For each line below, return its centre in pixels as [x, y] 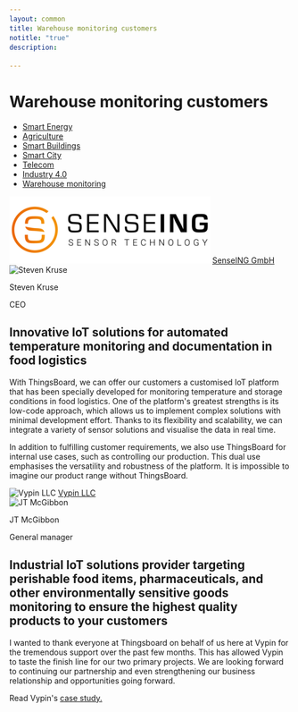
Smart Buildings [51, 146]
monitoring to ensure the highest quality [124, 607]
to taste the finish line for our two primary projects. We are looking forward [146, 661]
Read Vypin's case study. [56, 698]
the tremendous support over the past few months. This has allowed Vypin [146, 652]
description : [33, 47]
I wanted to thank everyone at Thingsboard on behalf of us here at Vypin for [149, 642]
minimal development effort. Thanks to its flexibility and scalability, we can [146, 420]
